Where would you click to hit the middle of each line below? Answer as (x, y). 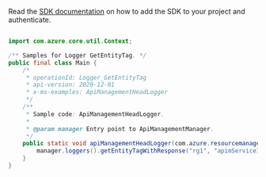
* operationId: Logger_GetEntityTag (86, 77)
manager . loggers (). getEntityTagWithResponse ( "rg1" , (124, 151)
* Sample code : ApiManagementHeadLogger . (95, 114)
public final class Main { (53, 62)
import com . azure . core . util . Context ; (70, 41)
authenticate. (30, 20)
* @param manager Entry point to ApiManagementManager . (120, 129)
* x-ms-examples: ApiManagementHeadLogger (97, 92)
